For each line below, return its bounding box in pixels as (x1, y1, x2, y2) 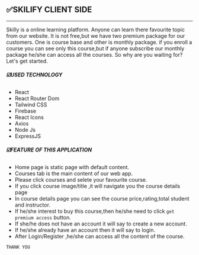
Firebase (14, 107, 37, 114)
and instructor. (14, 201, 50, 208)
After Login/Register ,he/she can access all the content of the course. (14, 233, 185, 240)
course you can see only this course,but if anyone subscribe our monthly (6, 44, 185, 52)
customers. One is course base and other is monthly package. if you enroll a (6, 38, 192, 46)
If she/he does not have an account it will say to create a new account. (14, 220, 188, 227)
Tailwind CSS (14, 101, 47, 108)
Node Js (14, 126, 36, 133)
